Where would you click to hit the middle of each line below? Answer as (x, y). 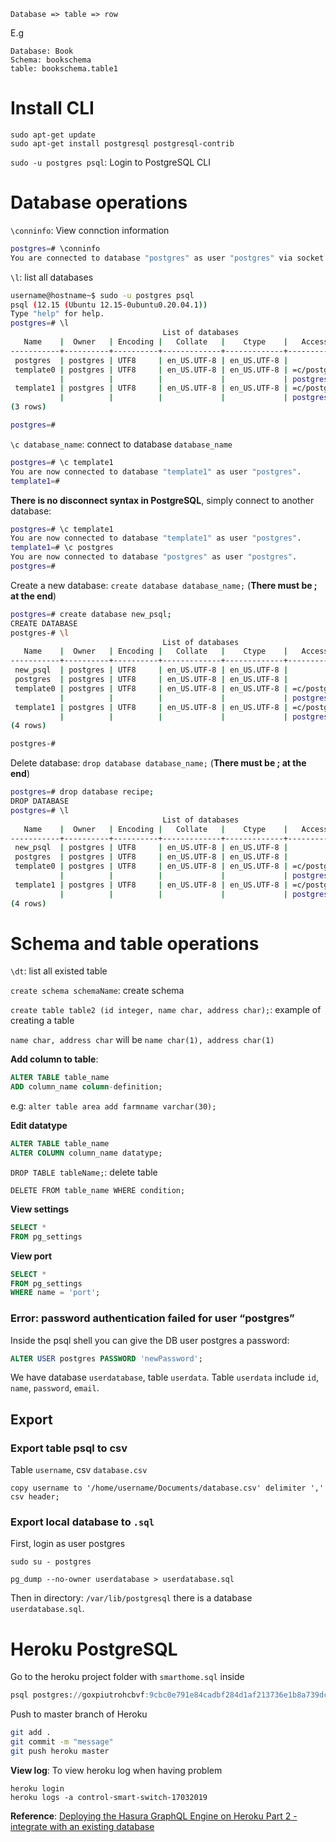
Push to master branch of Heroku (79, 1714)
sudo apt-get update (53, 135)
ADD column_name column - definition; (86, 1087)
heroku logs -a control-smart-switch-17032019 (109, 1797)
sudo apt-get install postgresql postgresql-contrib (122, 143)
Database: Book (42, 51)
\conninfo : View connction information (90, 230)
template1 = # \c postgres (62, 548)
